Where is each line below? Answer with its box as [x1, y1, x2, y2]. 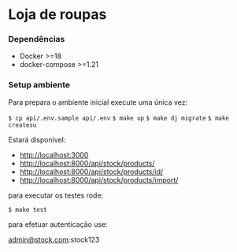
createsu [8, 120, 37, 129]
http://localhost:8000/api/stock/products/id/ [19, 167, 164, 176]
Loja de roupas [8, 6, 107, 24]
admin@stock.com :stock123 [8, 235, 100, 244]
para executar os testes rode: [8, 191, 104, 200]
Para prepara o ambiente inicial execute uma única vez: [8, 97, 187, 107]
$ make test [8, 206, 47, 213]
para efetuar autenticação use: [8, 219, 108, 229]
